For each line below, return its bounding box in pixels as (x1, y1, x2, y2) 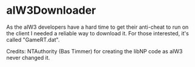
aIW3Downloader (6, 4, 96, 17)
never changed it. (6, 54, 50, 61)
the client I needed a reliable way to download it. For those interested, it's (6, 29, 189, 36)
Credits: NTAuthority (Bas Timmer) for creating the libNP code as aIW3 (6, 47, 183, 54)
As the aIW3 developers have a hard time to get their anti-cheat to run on (6, 23, 189, 31)
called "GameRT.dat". (6, 36, 60, 43)
